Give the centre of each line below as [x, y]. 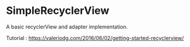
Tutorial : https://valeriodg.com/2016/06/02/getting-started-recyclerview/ [95, 38]
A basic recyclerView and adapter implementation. [67, 27]
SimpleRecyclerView [58, 11]
